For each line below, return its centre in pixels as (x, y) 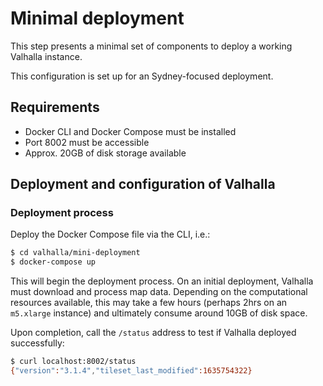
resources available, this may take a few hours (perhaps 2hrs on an (149, 303)
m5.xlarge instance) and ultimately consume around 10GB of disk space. (159, 313)
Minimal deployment (97, 18)
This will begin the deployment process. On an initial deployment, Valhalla (162, 281)
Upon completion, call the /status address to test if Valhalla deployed (153, 333)
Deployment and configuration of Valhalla (143, 184)
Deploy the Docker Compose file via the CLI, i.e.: (110, 234)
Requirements (55, 107)
